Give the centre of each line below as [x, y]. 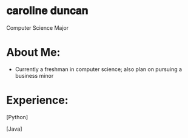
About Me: [33, 53]
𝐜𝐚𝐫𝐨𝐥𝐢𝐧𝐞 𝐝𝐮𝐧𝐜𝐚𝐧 [47, 11]
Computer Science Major [38, 27]
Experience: [37, 100]
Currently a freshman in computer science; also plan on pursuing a [99, 69]
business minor [34, 75]
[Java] [14, 129]
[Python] [17, 117]
